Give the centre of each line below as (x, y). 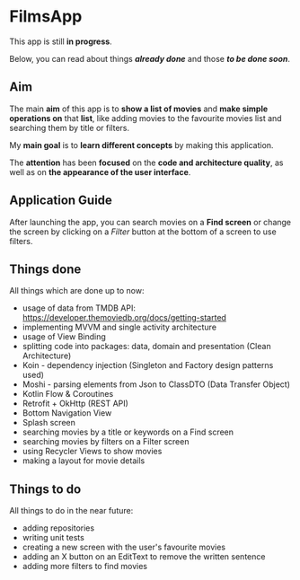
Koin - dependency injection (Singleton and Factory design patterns (148, 365)
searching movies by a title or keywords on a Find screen (128, 432)
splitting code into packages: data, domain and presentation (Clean (146, 347)
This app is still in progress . (61, 41)
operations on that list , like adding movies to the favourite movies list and (146, 118)
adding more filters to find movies (85, 567)
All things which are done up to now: (77, 291)
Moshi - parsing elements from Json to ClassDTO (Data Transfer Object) (156, 384)
